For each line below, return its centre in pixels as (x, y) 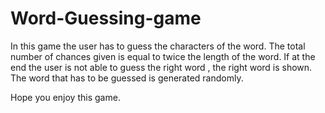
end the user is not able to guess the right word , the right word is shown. (161, 67)
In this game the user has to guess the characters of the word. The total (158, 46)
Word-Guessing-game (106, 18)
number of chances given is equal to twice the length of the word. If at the (163, 56)
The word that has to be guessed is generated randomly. (127, 78)
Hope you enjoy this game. (65, 97)
